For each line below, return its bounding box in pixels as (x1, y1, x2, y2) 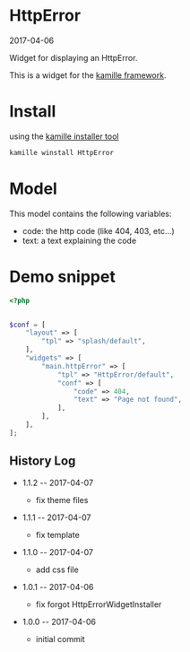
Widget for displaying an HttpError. (9, 52, 138, 63)
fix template (35, 529, 81, 540)
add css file (35, 564, 79, 575)
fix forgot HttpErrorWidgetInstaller (35, 598, 162, 610)
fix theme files (35, 494, 89, 505)
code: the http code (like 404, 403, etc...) (22, 225, 175, 236)
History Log (9, 454, 76, 469)
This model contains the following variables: (9, 208, 172, 219)
